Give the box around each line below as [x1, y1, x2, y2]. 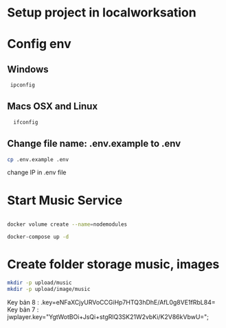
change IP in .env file [7, 168, 67, 176]
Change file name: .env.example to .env [7, 138, 181, 150]
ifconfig [13, 119, 38, 126]
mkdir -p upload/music [7, 279, 72, 286]
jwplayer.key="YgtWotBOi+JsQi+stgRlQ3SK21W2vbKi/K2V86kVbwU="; [7, 312, 210, 320]
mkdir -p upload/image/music [7, 285, 91, 292]
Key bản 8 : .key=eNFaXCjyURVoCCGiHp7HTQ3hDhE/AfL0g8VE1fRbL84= [7, 298, 216, 306]
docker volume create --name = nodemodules [7, 221, 128, 228]
